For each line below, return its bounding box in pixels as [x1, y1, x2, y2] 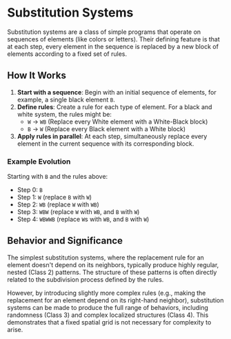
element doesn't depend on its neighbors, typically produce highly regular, [7, 260, 219, 269]
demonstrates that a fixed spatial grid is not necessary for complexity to [7, 318, 212, 326]
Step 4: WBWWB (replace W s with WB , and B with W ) [17, 215, 150, 224]
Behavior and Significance [7, 235, 123, 246]
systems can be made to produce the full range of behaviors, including [7, 303, 209, 311]
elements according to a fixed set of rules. [7, 50, 128, 58]
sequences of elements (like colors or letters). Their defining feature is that [7, 35, 221, 43]
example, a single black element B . [17, 95, 116, 104]
